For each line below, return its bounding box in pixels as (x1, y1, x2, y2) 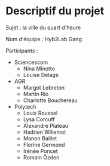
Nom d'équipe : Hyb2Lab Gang (5, 35, 82, 42)
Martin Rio (23, 90, 49, 97)
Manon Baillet (23, 134, 57, 142)
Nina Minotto (23, 64, 55, 72)
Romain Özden (23, 153, 60, 161)
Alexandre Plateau (23, 122, 69, 129)
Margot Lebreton (23, 84, 65, 91)
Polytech (14, 103, 36, 110)
